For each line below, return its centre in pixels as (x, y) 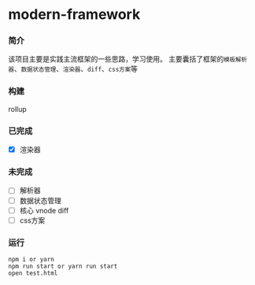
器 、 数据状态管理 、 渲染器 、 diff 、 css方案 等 (73, 69)
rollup (18, 109)
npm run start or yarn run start (63, 266)
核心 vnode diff (44, 210)
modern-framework (74, 15)
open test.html (33, 273)
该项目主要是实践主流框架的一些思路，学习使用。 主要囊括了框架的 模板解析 (128, 59)
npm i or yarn (31, 259)
